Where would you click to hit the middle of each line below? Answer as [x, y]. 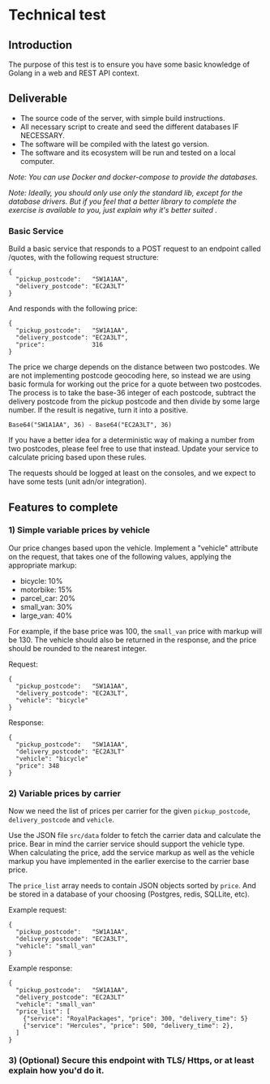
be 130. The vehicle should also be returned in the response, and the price [133, 640]
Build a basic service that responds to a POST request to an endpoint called [135, 248]
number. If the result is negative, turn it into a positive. [99, 410]
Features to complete [63, 507]
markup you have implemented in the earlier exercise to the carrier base [129, 862]
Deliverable [38, 99]
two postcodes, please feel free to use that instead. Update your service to [133, 449]
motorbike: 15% [46, 590]
